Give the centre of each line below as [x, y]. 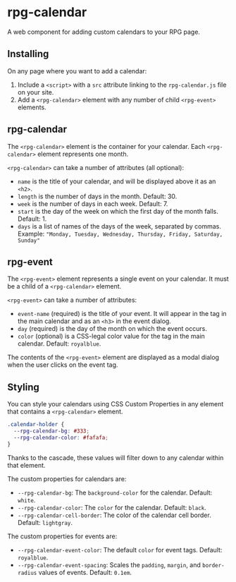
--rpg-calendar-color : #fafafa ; [61, 437]
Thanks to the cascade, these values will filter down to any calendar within [116, 457]
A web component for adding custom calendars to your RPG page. [104, 32]
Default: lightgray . [45, 522]
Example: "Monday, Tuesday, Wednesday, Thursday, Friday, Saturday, [120, 234]
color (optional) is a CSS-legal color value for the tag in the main [111, 337]
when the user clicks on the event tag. [63, 365]
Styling [24, 387]
